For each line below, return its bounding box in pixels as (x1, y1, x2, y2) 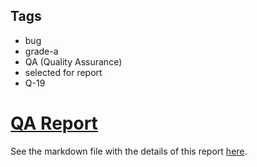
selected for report (24, 66, 103, 78)
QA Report (10, 112, 98, 134)
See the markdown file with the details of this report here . (10, 145, 248, 157)
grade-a (24, 45, 59, 57)
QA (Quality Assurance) (24, 55, 123, 68)
